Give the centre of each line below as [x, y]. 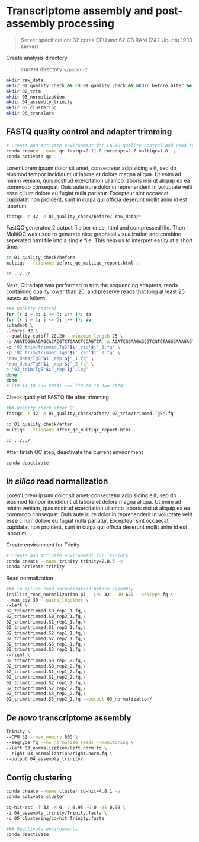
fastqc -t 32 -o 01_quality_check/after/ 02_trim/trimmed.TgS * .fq [90, 414]
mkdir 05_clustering [32, 108]
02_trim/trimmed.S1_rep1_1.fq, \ [46, 622]
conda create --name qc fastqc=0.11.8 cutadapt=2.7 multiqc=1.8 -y [91, 151]
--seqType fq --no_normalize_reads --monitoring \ [70, 742]
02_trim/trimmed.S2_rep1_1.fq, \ [46, 633]
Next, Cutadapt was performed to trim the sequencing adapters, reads [92, 285]
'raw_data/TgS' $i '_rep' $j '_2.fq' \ [50, 364]
